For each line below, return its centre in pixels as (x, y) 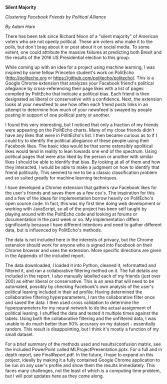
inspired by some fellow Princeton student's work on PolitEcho (69, 72)
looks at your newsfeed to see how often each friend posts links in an (77, 104)
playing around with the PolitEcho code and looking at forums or (71, 214)
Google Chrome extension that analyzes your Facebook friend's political (79, 83)
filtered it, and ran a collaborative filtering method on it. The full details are (82, 270)
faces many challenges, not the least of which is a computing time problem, (83, 370)
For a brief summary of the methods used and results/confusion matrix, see (83, 344)
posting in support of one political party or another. (58, 115)
